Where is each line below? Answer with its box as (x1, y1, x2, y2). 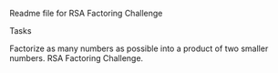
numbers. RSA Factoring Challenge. (9, 53, 144, 63)
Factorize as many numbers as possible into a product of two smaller (9, 43, 269, 54)
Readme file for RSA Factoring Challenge (9, 8, 163, 18)
